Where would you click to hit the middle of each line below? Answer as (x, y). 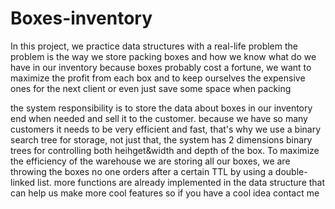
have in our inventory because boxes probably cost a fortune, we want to (161, 67)
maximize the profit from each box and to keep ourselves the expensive (158, 78)
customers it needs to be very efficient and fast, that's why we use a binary (166, 129)
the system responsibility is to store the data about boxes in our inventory (161, 108)
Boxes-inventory (81, 18)
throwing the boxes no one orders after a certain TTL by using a (141, 171)
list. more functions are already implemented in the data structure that (181, 182)
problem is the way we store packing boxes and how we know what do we (163, 56)
